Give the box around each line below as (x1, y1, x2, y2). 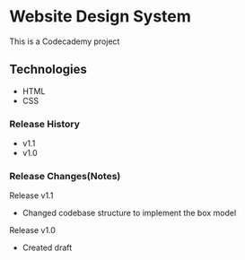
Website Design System (9, 6, 191, 27)
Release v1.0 (9, 225, 57, 236)
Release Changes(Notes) (9, 169, 121, 182)
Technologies (9, 62, 88, 77)
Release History (9, 117, 81, 130)
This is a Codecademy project (9, 36, 120, 47)
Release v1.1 (9, 190, 54, 201)
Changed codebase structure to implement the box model (22, 208, 237, 219)
